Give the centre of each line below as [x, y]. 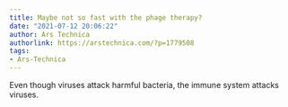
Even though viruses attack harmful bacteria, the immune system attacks [144, 85]
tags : [19, 51]
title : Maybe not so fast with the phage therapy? [106, 18]
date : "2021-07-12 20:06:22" [64, 26]
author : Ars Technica [50, 34]
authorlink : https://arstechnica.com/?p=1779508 [102, 43]
